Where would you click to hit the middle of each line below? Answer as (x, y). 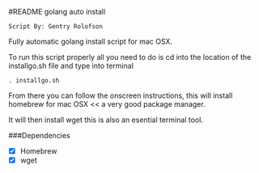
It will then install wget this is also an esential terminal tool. (106, 120)
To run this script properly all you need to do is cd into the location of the (130, 57)
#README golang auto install (57, 12)
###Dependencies (39, 135)
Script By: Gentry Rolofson (56, 27)
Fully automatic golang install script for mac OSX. (90, 41)
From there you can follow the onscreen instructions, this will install (121, 95)
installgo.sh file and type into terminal (71, 65)
